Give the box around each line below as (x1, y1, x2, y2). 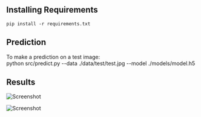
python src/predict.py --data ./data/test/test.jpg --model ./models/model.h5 (6, 60, 196, 67)
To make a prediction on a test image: (6, 53, 100, 60)
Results (6, 77, 36, 87)
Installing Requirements (6, 5, 98, 15)
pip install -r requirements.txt (6, 21, 91, 27)
